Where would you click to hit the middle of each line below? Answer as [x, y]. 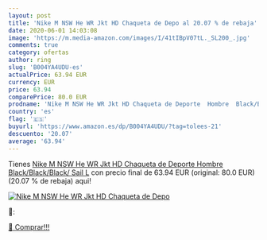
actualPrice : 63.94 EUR [48, 75]
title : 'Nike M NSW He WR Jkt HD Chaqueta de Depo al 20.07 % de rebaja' [133, 23]
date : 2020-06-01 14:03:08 [53, 30]
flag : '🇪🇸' [28, 119]
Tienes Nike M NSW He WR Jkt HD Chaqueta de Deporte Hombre [116, 164]
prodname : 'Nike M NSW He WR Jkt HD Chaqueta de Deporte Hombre [118, 104]
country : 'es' [32, 112]
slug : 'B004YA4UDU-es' [46, 68]
